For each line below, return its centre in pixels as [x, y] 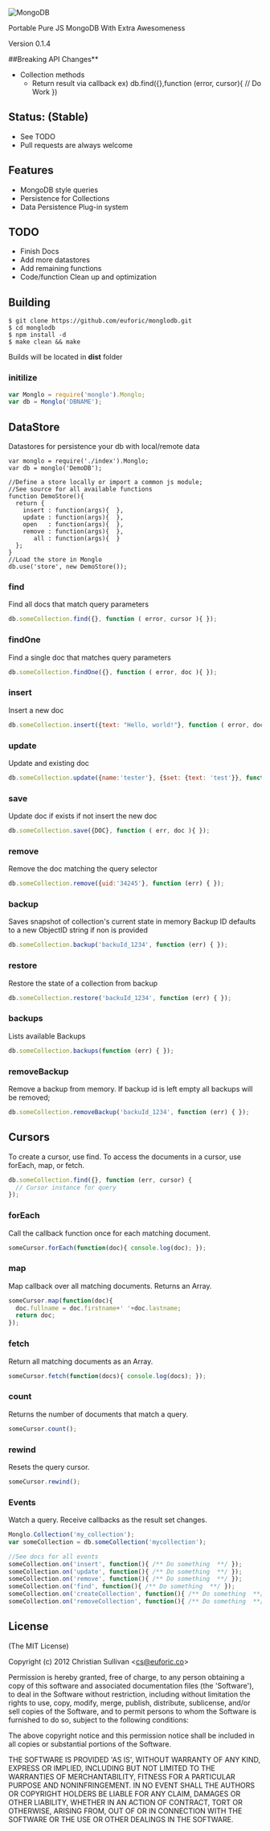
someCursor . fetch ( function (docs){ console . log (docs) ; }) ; [107, 1376]
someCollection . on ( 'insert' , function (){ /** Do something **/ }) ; [125, 1564]
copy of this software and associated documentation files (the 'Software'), [131, 1685]
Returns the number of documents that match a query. [98, 1414]
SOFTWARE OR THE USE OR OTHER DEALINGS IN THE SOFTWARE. [121, 1819]
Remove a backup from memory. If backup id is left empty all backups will [131, 1088]
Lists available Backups [47, 1036]
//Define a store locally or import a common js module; [106, 483]
